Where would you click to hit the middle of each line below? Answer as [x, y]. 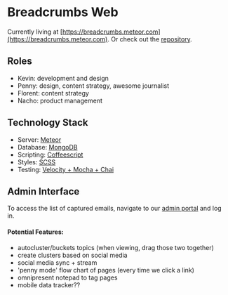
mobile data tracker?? [49, 284]
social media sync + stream [57, 262]
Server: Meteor [39, 139]
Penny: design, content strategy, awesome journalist [93, 86]
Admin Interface [43, 191]
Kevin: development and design [63, 78]
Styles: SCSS [36, 162]
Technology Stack [48, 123]
